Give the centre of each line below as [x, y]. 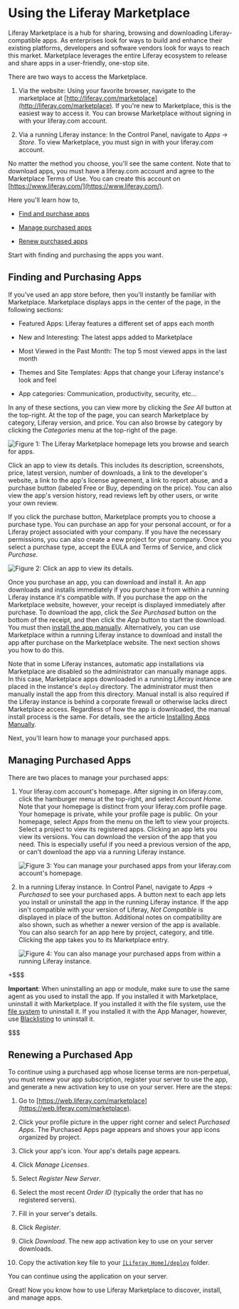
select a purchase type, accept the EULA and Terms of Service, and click [115, 547]
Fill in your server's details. [58, 1214]
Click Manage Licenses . [54, 1165]
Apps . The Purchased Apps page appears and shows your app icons [119, 1130]
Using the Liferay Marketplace [99, 13]
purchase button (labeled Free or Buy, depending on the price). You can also [120, 488]
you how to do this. [36, 650]
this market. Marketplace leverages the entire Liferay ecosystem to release [118, 55]
